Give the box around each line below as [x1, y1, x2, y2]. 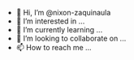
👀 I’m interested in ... [15, 16, 85, 26]
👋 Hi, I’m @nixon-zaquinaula [15, 8, 111, 17]
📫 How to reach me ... [15, 43, 92, 52]
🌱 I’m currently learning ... [15, 25, 103, 34]
